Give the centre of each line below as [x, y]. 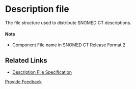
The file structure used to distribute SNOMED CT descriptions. [68, 23]
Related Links [26, 60]
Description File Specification [42, 72]
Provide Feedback [23, 82]
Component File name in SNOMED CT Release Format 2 [69, 45]
